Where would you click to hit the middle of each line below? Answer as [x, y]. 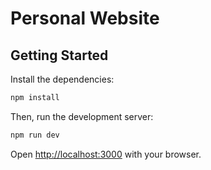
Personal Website [85, 18]
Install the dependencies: [62, 79]
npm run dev [35, 135]
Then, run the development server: [82, 116]
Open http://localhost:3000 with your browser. [106, 154]
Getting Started [59, 55]
